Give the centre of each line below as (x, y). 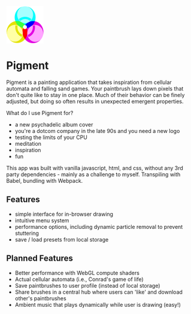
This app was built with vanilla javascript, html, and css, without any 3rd (95, 168)
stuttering (27, 233)
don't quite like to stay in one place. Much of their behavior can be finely (95, 95)
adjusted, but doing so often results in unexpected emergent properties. (95, 101)
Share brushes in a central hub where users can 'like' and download (98, 292)
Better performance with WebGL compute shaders (77, 273)
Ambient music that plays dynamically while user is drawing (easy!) (98, 304)
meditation (28, 143)
